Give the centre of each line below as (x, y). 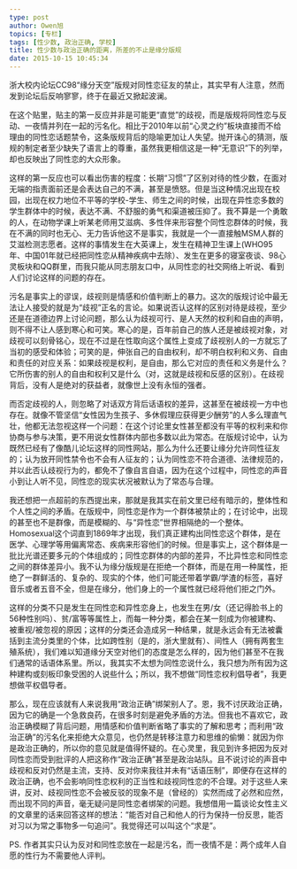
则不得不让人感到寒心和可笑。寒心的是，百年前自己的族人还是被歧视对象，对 (148, 330)
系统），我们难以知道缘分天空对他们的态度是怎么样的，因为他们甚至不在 (146, 652)
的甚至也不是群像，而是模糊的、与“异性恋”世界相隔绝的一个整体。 (129, 522)
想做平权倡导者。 (40, 685)
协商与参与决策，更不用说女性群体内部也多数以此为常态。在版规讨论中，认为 (148, 437)
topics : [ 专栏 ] (36, 34)
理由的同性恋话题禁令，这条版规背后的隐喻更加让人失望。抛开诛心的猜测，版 (148, 137)
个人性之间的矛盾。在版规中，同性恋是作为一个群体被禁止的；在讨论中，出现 (148, 511)
